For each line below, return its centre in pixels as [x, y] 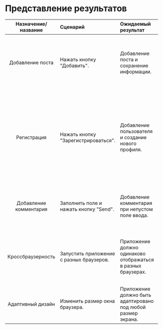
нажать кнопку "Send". [87, 209]
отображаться [137, 259]
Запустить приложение [88, 254]
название [31, 30]
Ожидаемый [136, 24]
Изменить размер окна [87, 301]
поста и [129, 59]
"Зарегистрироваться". [88, 140]
